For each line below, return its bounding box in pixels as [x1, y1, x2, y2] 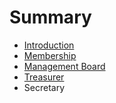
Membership [23, 49, 77, 61]
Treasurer [23, 71, 65, 83]
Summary [9, 6, 92, 29]
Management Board [23, 60, 106, 72]
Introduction [23, 39, 75, 51]
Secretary [23, 81, 66, 93]
